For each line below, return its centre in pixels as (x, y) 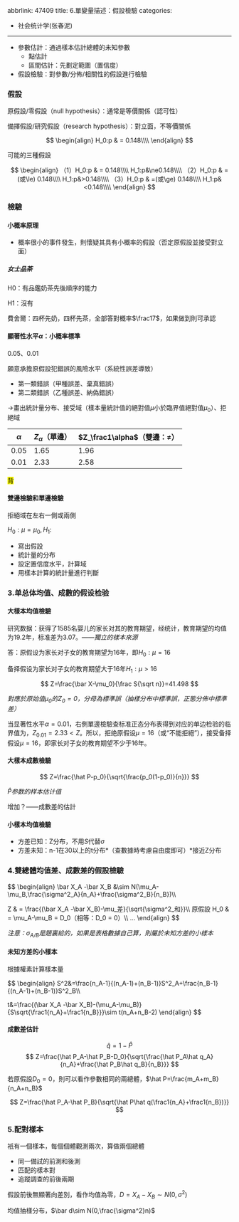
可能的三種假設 (29, 155)
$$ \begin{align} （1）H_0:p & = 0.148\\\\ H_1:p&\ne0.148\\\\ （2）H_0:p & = (119, 170)
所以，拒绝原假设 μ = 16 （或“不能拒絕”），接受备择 (159, 733)
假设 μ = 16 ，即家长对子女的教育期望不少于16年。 (79, 743)
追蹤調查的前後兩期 (46, 1179)
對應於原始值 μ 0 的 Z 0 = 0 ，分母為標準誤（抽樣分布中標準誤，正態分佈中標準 (117, 700)
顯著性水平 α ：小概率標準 (44, 336)
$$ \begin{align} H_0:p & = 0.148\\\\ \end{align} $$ (119, 140)
